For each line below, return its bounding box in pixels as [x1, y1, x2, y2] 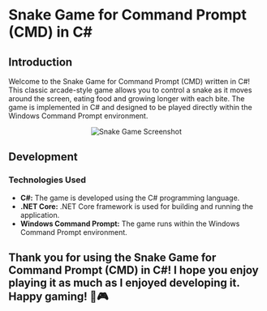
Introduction [8, 55, 73, 69]
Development [8, 150, 79, 164]
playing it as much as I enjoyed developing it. [8, 276, 240, 290]
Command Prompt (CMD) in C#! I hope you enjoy [8, 263, 259, 277]
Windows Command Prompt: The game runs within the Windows [19, 219, 240, 228]
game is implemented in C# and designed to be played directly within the [8, 103, 253, 112]
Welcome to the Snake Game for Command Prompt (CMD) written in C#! [8, 77, 250, 86]
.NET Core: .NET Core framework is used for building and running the [19, 201, 254, 211]
